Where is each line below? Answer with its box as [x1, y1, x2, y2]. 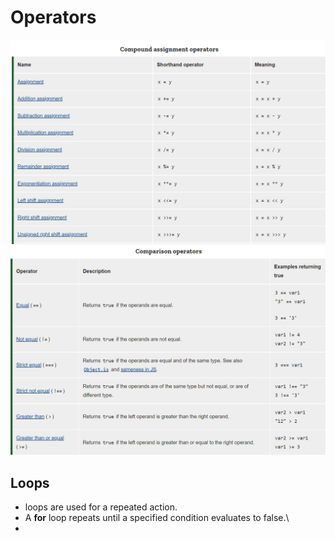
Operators [10, 6, 97, 29]
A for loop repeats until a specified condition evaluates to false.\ [24, 512, 290, 524]
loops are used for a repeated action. [24, 501, 178, 513]
